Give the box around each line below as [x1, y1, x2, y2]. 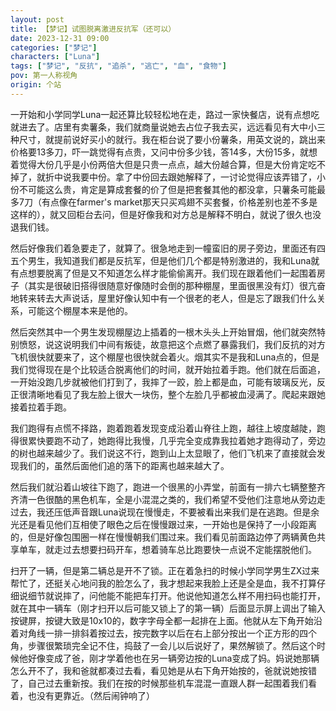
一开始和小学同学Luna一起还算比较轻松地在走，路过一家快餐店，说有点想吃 [10, 108, 320, 120]
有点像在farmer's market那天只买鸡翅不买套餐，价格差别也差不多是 [41, 196, 318, 208]
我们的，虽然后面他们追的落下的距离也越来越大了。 [18, 459, 230, 471]
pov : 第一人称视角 [10, 71, 78, 81]
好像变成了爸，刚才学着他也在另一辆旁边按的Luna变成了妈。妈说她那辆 [27, 652, 320, 664]
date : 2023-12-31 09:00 [10, 33, 110, 43]
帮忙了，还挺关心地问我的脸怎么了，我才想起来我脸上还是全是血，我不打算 [10, 577, 317, 589]
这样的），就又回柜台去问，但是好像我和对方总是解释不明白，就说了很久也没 [10, 208, 322, 220]
